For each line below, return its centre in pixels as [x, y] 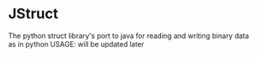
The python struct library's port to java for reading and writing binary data [129, 36]
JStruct [33, 14]
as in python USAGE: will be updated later [76, 44]
